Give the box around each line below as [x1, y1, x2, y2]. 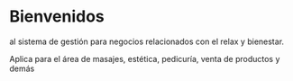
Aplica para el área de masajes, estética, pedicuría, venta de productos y [9, 53, 280, 64]
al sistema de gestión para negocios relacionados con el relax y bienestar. [9, 36, 285, 47]
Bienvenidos [9, 6, 105, 27]
